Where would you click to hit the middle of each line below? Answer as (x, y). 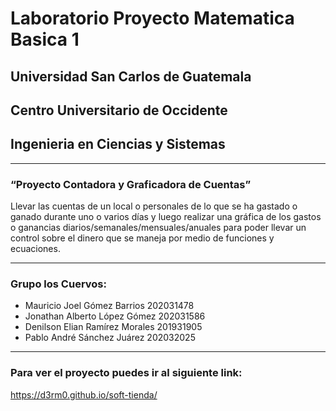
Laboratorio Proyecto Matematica (152, 18)
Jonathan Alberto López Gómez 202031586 (115, 316)
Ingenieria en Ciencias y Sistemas (118, 144)
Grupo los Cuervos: (58, 284)
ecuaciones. (35, 249)
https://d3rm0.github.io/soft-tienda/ (84, 394)
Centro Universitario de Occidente (119, 110)
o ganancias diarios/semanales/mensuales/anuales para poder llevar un (158, 228)
